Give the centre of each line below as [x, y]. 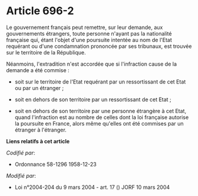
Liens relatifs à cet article [38, 141]
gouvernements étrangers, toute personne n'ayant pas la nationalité [89, 33]
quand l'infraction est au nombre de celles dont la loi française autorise [102, 117]
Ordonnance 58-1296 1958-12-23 [55, 164]
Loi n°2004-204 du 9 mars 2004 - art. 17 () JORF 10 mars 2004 [92, 187]
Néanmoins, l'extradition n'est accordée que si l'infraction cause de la [92, 64]
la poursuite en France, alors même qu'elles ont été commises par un [99, 123]
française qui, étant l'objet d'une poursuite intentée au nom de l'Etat [89, 40]
